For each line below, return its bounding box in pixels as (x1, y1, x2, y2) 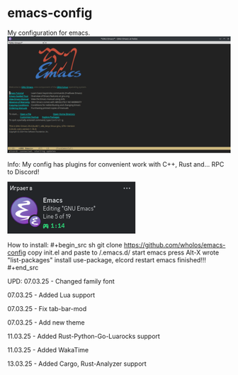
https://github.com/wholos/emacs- (123, 240, 226, 249)
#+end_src (7, 263, 39, 272)
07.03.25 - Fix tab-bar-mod (7, 304, 87, 313)
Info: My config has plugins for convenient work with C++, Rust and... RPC (7, 159, 225, 168)
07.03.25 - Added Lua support (7, 291, 96, 299)
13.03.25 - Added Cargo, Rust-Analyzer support (7, 359, 147, 368)
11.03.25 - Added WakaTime (7, 345, 89, 354)
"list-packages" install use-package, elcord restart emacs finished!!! (7, 255, 207, 264)
